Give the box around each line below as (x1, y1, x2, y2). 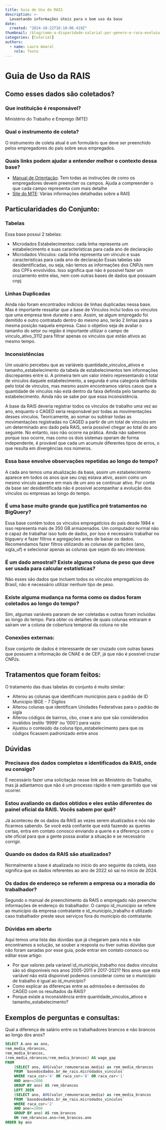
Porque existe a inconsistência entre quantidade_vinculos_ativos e (12, 994, 147, 1000)
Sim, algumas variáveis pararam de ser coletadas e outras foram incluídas (5, 611, 156, 617)
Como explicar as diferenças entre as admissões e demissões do (12, 983, 145, 989)
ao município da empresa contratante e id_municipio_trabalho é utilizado (5, 908, 153, 914)
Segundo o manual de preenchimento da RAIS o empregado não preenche (5, 897, 157, 903)
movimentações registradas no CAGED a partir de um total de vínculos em (5, 419, 157, 425)
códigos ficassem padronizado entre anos (12, 730, 98, 736)
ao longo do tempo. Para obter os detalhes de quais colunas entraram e (5, 616, 151, 623)
